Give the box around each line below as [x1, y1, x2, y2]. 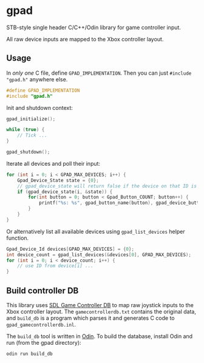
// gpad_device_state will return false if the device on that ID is [17, 183, 197, 189]
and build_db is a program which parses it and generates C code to [6, 314, 175, 322]
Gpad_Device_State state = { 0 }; [17, 177, 99, 183]
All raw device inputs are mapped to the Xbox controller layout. [6, 35, 164, 42]
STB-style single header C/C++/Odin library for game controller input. [6, 24, 181, 31]
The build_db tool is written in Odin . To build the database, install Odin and [6, 332, 193, 340]
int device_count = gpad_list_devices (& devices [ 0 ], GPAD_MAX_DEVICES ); [6, 251, 191, 258]
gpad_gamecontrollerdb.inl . [6, 321, 76, 328]
